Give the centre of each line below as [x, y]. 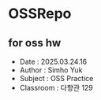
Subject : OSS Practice [56, 78]
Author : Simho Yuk [51, 70]
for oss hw [35, 43]
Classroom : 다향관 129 [56, 88]
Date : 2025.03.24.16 [53, 61]
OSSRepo [40, 14]
